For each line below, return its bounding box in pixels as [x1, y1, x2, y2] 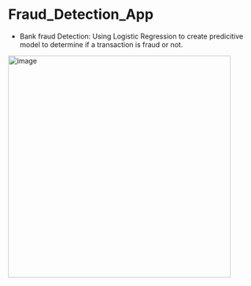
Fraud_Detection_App [8, 5, 154, 24]
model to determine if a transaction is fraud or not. [19, 39, 183, 49]
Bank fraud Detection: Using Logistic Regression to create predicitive [19, 31, 244, 41]
